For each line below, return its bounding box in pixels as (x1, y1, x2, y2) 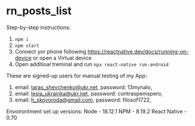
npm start (14, 43, 40, 49)
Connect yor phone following (14, 48, 86, 55)
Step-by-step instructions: (6, 24, 71, 31)
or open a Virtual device (32, 54, 92, 61)
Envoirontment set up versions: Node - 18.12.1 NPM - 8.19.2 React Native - (6, 108, 187, 115)
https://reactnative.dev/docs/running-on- (87, 48, 189, 55)
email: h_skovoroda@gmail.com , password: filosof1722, (14, 96, 151, 103)
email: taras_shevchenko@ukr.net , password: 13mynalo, (14, 83, 153, 90)
